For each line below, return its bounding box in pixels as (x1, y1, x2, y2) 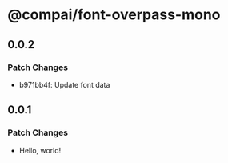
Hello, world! (18, 145, 62, 155)
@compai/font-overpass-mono (7, 6, 221, 24)
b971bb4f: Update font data (18, 79, 110, 89)
